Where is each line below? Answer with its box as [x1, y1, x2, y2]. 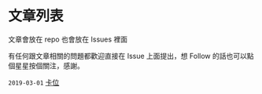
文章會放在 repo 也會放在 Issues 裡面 [8, 34, 128, 44]
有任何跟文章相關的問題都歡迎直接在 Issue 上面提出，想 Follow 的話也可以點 [8, 51, 254, 60]
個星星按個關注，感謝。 [8, 60, 84, 70]
